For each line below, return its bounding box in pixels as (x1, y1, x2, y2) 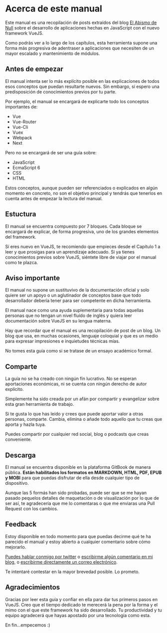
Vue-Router (12, 118, 36, 125)
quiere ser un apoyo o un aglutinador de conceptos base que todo (5, 293, 141, 299)
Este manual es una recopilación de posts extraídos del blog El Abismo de (5, 19, 157, 25)
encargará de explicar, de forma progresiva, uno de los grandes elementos (5, 228, 159, 235)
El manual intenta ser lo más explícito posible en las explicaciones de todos (5, 78, 160, 84)
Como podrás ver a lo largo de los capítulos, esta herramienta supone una (5, 39, 158, 45)
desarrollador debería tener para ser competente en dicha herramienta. (5, 298, 152, 304)
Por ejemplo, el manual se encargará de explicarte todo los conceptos (5, 98, 149, 104)
